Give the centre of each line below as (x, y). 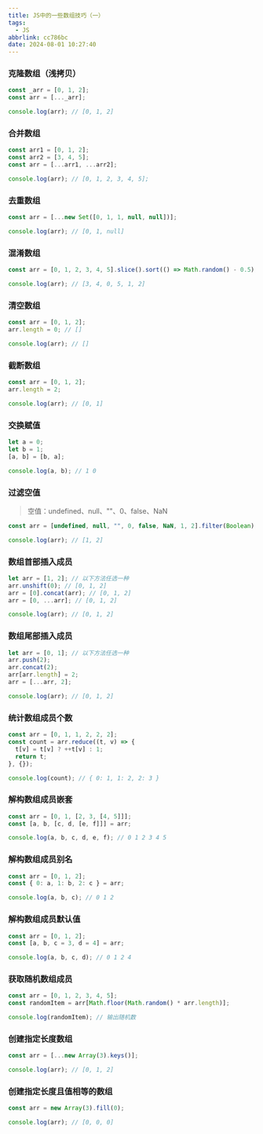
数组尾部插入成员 (40, 636)
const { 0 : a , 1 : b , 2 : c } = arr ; (66, 883)
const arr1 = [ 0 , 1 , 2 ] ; (49, 150)
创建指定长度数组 (40, 1039)
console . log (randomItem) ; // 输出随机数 (72, 1018)
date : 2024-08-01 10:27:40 (52, 45)
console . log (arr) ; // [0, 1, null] (66, 232)
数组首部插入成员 (40, 562)
